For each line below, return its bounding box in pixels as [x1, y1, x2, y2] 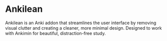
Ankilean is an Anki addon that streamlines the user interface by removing [5, 20, 157, 26]
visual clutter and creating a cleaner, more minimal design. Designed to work [5, 25, 162, 31]
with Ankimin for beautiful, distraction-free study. [5, 30, 106, 36]
